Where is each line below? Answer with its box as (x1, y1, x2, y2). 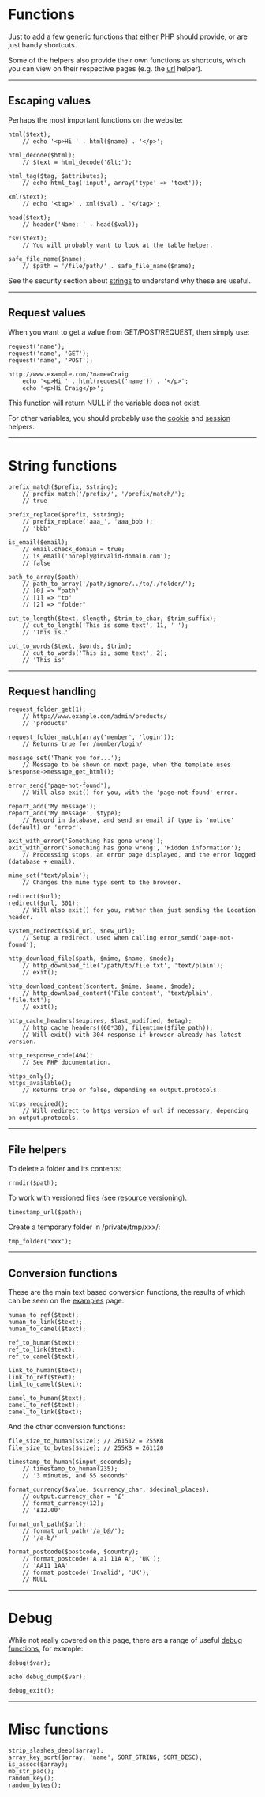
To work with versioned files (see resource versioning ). (8, 1193, 188, 1203)
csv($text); (8, 234, 47, 242)
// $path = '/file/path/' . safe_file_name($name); (22, 262, 196, 270)
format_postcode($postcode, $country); (8, 1548, 140, 1556)
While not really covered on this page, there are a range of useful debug (8, 1635, 243, 1644)
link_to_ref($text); (8, 1373, 77, 1381)
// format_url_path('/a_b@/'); (22, 1527, 125, 1535)
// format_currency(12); (22, 1499, 104, 1508)
